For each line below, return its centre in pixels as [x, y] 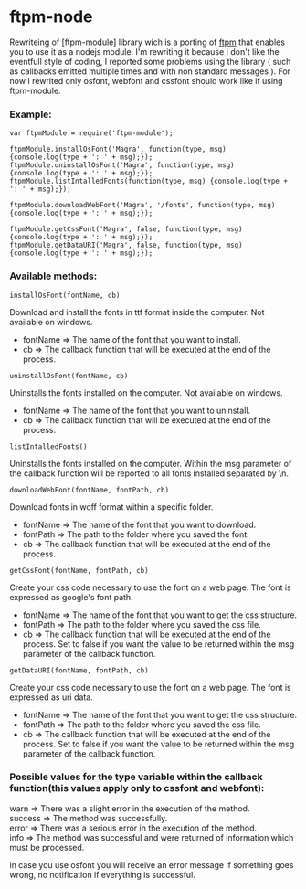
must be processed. [47, 847]
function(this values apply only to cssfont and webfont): [137, 788]
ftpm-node [51, 17]
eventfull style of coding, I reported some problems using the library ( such [150, 61]
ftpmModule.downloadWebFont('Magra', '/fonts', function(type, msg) [142, 206]
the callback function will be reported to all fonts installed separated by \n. [149, 473]
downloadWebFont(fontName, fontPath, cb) [90, 490]
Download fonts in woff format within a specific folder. [111, 507]
